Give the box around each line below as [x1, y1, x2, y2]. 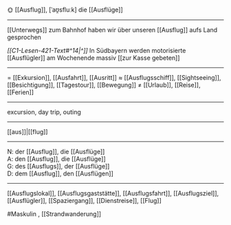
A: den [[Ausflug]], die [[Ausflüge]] [7, 155, 106, 163]
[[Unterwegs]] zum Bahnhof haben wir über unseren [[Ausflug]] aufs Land [7, 26, 218, 34]
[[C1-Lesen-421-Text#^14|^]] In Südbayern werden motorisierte [7, 47, 186, 54]
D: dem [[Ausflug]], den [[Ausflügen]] [7, 169, 113, 178]
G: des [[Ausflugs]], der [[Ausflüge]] [7, 162, 110, 170]
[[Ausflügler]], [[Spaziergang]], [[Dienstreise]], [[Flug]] [7, 197, 162, 204]
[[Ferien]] [7, 88, 34, 96]
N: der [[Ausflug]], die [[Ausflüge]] [7, 147, 105, 156]
